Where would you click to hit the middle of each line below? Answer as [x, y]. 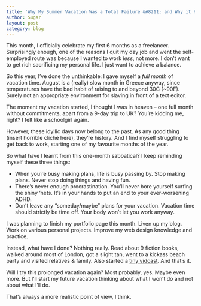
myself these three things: [38, 162]
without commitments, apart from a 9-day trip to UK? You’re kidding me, [95, 113]
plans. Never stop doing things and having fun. [72, 180]
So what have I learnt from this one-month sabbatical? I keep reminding [94, 156]
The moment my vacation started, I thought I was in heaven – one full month [100, 107]
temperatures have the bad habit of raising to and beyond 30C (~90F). [93, 89]
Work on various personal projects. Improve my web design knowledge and [99, 230]
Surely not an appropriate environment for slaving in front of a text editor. [96, 95]
